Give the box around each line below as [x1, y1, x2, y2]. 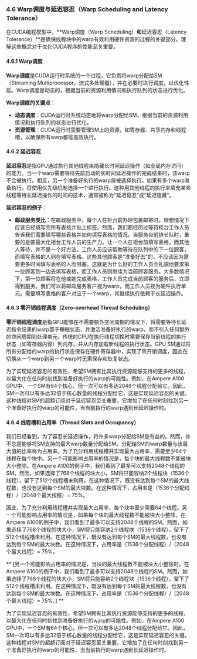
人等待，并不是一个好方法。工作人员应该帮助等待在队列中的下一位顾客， [14, 245, 189, 253]
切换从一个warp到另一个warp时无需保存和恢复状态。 [6, 355, 134, 362]
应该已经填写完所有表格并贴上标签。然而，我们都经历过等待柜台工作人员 [14, 224, 189, 231]
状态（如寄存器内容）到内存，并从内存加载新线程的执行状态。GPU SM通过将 [6, 340, 191, 347]
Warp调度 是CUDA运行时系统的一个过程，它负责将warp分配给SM [6, 72, 162, 79]
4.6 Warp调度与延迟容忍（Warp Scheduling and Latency [6, 5, 168, 13]
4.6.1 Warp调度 [6, 58, 43, 65]
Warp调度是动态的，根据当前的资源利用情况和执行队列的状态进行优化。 [16, 86, 189, 93]
